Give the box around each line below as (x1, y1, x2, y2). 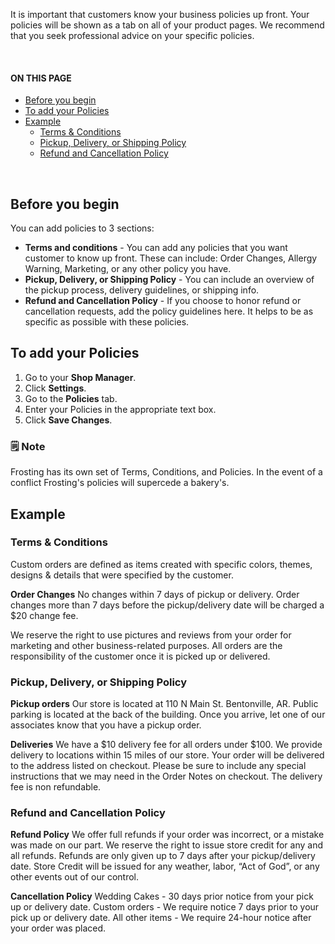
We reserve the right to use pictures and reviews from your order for (10, 629, 292, 641)
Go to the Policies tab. (24, 392, 118, 404)
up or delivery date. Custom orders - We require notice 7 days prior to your (10, 901, 320, 913)
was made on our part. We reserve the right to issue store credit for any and (10, 839, 323, 851)
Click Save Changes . (24, 414, 113, 426)
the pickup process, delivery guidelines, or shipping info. (24, 284, 260, 296)
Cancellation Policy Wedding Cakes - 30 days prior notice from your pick (10, 890, 314, 903)
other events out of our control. (10, 871, 139, 883)
